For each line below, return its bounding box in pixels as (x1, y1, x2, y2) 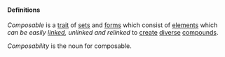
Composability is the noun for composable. (7, 42, 132, 50)
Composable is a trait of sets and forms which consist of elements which (7, 21, 218, 29)
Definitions (7, 6, 41, 14)
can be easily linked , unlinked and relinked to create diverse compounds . (7, 28, 219, 37)
